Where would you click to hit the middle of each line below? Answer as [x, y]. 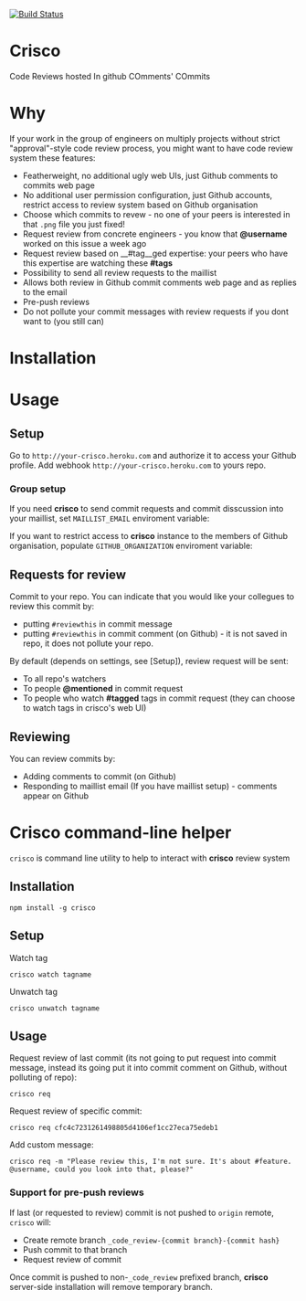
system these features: [53, 158]
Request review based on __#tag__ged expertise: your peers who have [155, 253]
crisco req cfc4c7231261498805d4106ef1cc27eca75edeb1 [114, 1128]
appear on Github [56, 796]
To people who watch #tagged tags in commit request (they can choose [158, 698]
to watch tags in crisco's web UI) [84, 708]
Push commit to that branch [75, 1249]
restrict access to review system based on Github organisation [140, 205]
